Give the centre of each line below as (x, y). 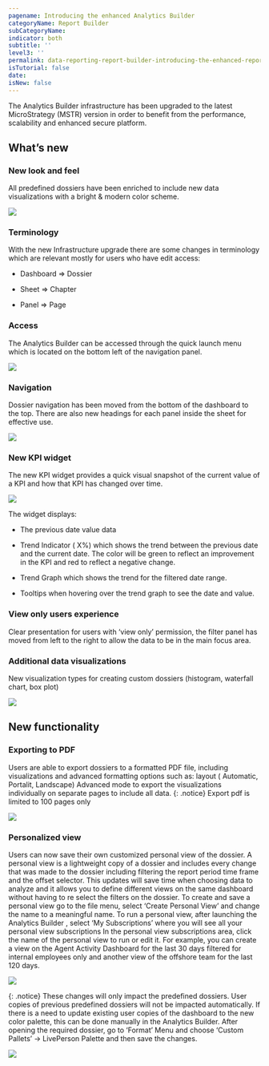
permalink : (26, 61)
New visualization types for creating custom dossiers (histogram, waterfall (131, 678)
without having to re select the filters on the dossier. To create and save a (129, 897)
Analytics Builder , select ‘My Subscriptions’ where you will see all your (125, 923)
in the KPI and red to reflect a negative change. (98, 563)
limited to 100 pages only (50, 802)
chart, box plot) (34, 687)
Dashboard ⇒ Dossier (56, 274)
